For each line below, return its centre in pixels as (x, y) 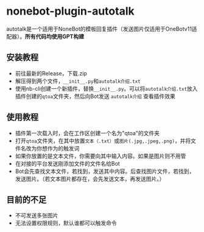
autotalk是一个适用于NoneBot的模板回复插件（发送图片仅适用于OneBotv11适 (102, 29)
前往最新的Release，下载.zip (51, 73)
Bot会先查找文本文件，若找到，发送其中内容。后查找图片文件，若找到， (105, 171)
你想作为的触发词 (58, 148)
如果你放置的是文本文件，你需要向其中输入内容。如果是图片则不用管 (100, 156)
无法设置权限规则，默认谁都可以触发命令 (66, 223)
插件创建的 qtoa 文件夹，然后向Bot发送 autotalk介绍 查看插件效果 (95, 96)
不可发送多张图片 (37, 216)
